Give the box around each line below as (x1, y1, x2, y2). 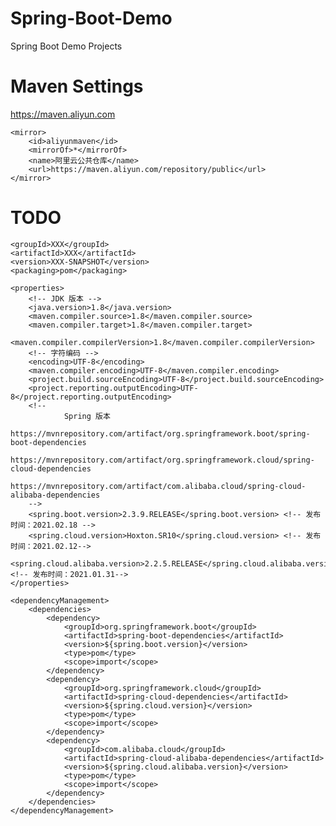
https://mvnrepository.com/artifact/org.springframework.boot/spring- (10, 428, 311, 439)
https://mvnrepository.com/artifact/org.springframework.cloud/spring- (10, 455, 315, 465)
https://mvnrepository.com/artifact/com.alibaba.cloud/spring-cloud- (10, 481, 307, 491)
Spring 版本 (63, 411, 111, 421)
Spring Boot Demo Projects (10, 40, 123, 52)
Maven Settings (10, 75, 144, 98)
